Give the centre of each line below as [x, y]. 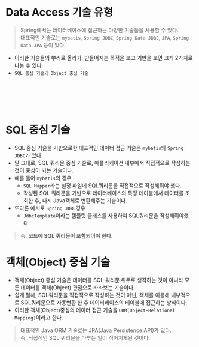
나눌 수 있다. [29, 65]
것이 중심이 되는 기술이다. [44, 170]
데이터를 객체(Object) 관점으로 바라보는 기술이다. [78, 287]
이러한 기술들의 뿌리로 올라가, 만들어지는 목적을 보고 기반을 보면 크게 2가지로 [103, 58]
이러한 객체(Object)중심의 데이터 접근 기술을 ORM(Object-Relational [95, 310]
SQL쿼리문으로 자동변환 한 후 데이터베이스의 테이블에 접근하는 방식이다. [104, 302]
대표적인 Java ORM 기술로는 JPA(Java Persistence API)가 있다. [96, 330]
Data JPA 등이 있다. [43, 45]
